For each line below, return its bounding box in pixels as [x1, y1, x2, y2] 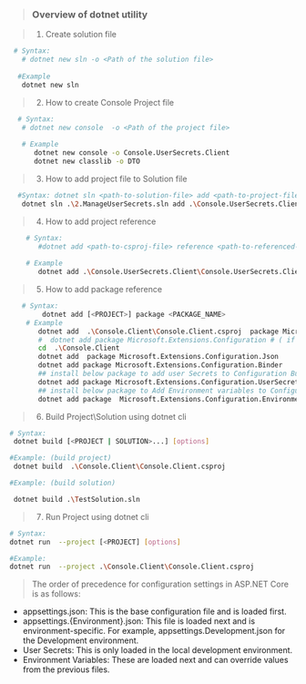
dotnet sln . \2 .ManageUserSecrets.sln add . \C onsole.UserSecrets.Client [21, 199, 303, 209]
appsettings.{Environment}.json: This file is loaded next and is [22, 616, 256, 627]
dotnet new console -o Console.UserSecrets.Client [33, 148, 230, 158]
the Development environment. [22, 635, 139, 646]
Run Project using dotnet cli [45, 511, 149, 522]
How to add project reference [45, 216, 157, 227]
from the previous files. [22, 664, 110, 675]
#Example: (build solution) [9, 478, 117, 488]
